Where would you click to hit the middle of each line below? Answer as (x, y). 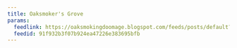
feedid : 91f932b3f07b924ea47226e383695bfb (77, 34)
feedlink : (28, 27)
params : (19, 20)
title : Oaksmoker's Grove (45, 14)
